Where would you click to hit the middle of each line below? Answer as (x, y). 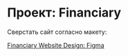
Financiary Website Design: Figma (56, 45)
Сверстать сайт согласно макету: (57, 32)
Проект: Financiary (64, 13)
